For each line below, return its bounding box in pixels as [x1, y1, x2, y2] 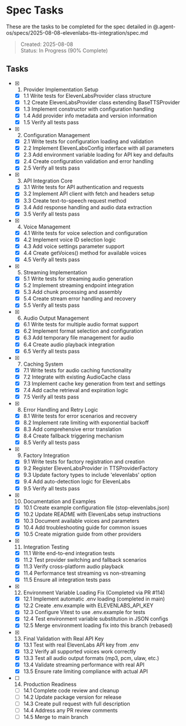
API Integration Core [23, 177, 73, 184]
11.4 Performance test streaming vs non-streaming [23, 569, 146, 577]
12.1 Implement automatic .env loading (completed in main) [23, 595, 165, 602]
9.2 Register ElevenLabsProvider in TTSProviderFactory [23, 465, 158, 472]
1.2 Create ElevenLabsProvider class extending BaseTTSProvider [23, 98, 180, 106]
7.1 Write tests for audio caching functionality [23, 366, 132, 374]
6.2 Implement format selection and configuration [23, 327, 144, 334]
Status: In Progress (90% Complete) [20, 47, 109, 54]
